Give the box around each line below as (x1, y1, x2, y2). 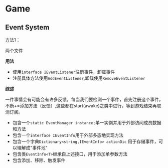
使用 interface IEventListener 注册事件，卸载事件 (12, 69, 115, 75)
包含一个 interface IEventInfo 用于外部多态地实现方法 (12, 132, 124, 138)
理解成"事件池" (17, 145, 48, 150)
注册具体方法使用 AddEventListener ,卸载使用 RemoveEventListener (12, 75, 145, 81)
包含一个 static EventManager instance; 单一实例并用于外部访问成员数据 (12, 120, 161, 125)
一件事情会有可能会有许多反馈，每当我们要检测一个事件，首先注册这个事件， (5, 96, 163, 102)
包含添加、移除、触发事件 (12, 157, 66, 163)
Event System (5, 23, 50, 32)
